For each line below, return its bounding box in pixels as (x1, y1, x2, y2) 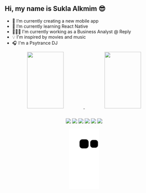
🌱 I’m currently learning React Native (12, 23, 89, 29)
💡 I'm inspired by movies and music (12, 34, 86, 40)
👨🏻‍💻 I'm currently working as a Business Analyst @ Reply (12, 28, 131, 35)
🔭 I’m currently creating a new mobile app (12, 18, 99, 24)
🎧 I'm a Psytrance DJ (12, 40, 58, 46)
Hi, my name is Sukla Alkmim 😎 (5, 5, 106, 13)
